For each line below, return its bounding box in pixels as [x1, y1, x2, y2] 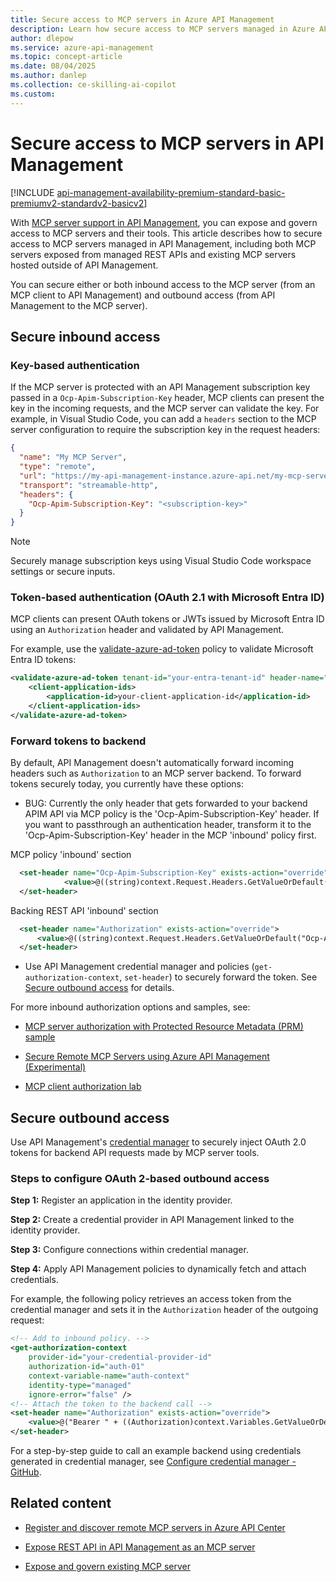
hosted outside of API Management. [10, 259, 159, 271]
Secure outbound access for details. [24, 982, 175, 994]
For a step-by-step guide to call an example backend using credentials [10, 1445, 302, 1457]
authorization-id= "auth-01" [28, 1362, 145, 1372]
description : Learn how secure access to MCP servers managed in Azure [10, 24, 315, 34]
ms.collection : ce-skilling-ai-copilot [10, 80, 177, 90]
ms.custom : [10, 89, 56, 99]
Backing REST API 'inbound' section [10, 904, 159, 916]
